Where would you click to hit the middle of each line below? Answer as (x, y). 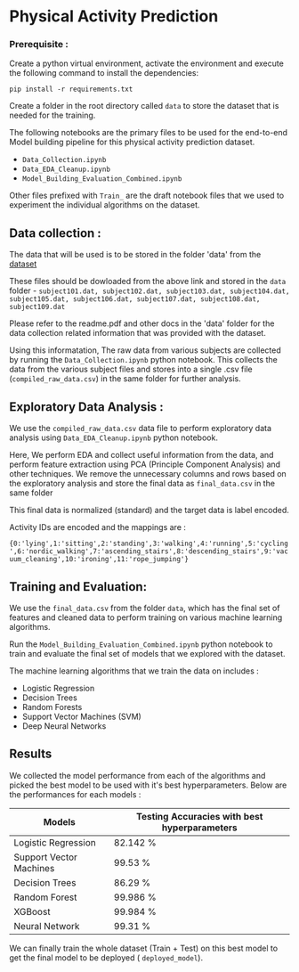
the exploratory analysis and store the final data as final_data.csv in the (142, 484)
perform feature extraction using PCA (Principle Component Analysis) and (145, 464)
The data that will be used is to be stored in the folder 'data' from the (135, 255)
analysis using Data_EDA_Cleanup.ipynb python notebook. (113, 437)
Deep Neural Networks (64, 726)
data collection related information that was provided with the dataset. (138, 333)
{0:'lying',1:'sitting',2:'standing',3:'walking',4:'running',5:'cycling (149, 544)
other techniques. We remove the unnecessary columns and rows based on (148, 474)
